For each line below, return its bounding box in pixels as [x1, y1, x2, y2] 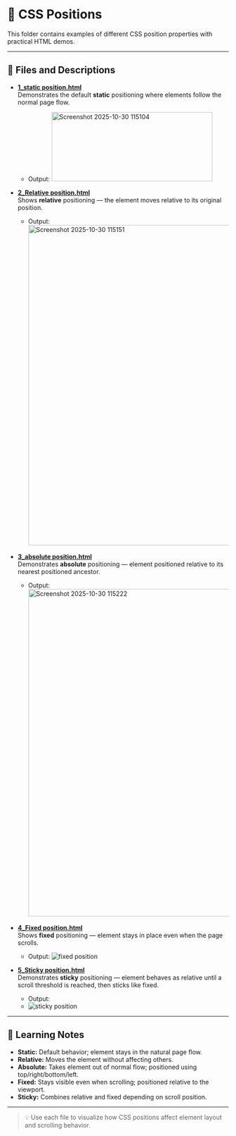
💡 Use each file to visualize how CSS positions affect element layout [24, 1113, 223, 1121]
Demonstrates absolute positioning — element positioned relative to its [17, 560, 223, 568]
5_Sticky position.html [17, 965, 85, 974]
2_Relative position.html [17, 188, 91, 197]
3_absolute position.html [17, 552, 93, 561]
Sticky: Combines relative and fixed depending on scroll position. [17, 1092, 207, 1101]
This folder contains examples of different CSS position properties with [7, 30, 213, 38]
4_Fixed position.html [17, 923, 83, 932]
